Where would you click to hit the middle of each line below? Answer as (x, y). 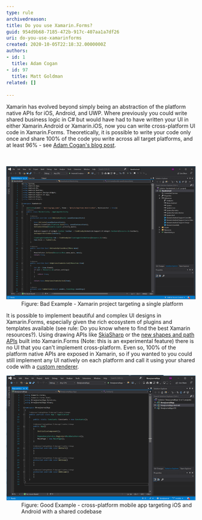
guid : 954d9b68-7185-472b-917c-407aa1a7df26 (63, 32)
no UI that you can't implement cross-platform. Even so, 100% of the (91, 347)
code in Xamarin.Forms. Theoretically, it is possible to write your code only (99, 132)
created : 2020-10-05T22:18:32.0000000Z (56, 45)
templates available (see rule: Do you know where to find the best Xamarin (98, 328)
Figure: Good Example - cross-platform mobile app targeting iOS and (107, 505)
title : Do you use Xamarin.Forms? (50, 25)
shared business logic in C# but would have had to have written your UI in (98, 120)
